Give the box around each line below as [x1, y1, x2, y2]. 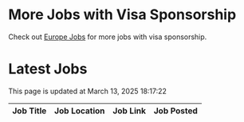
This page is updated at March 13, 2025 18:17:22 [8, 86, 167, 96]
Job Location [54, 105, 105, 116]
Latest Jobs [8, 60, 88, 78]
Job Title [12, 105, 47, 116]
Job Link [112, 105, 146, 116]
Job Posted [153, 105, 198, 116]
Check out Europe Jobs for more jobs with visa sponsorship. [8, 32, 207, 41]
